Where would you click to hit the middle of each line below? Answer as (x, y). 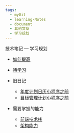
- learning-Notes (28, 19)
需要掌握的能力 (28, 108)
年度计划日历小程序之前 (44, 91)
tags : (11, 10)
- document (21, 24)
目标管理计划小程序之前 (44, 98)
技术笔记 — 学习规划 (26, 48)
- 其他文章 (20, 29)
